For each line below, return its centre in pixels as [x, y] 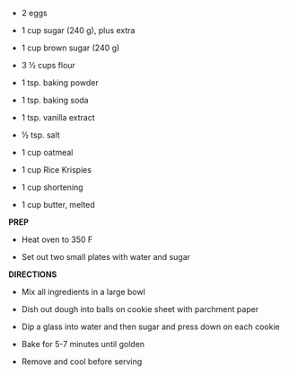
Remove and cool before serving [82, 362]
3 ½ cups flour [48, 65]
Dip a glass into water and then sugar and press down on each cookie [150, 327]
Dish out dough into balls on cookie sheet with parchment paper [140, 309]
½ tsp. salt [40, 135]
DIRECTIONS [33, 274]
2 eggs [34, 13]
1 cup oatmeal [47, 152]
